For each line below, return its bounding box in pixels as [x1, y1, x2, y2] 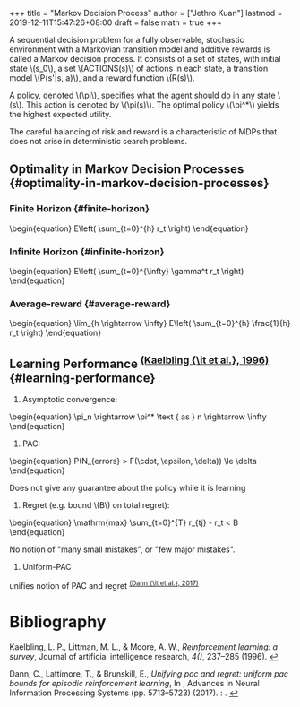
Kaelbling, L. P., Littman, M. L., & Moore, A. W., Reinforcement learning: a [9, 641, 279, 652]
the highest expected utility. [9, 109, 112, 119]
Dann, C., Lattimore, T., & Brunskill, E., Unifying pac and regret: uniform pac [9, 668, 289, 679]
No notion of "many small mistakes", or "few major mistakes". [9, 544, 236, 555]
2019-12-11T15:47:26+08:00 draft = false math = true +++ [9, 17, 222, 28]
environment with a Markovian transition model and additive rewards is [9, 44, 270, 55]
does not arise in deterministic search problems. [9, 136, 188, 146]
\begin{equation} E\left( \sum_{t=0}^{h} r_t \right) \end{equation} [9, 223, 249, 234]
